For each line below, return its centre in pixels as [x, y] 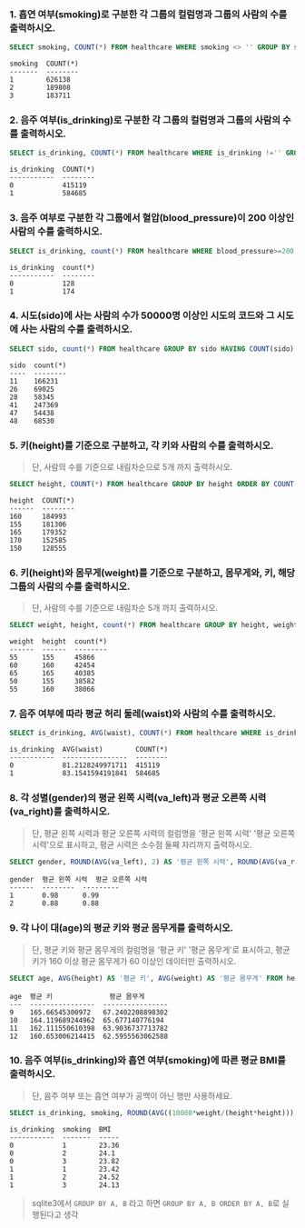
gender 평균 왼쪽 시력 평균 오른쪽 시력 [79, 880]
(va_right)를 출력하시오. [60, 812]
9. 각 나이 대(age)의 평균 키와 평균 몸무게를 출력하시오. [122, 928]
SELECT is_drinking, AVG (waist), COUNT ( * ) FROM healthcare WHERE [135, 734]
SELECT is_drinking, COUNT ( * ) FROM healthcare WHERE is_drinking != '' [146, 153]
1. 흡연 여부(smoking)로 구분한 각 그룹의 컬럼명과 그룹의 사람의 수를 [148, 14]
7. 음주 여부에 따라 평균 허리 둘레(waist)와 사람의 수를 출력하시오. [143, 714]
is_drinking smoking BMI [60, 1129]
